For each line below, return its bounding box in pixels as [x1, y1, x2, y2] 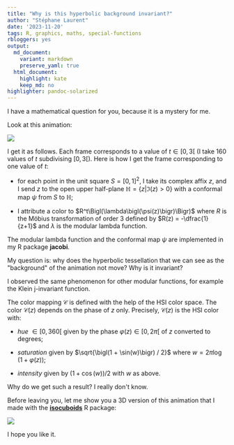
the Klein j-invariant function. [7, 284, 91, 293]
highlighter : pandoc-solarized [7, 88, 98, 95]
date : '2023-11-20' [7, 23, 64, 30]
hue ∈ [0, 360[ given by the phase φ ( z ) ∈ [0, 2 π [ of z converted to [17, 327, 211, 335]
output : [7, 43, 30, 50]
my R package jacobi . [7, 242, 70, 251]
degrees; [17, 334, 44, 342]
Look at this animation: [7, 121, 72, 129]
